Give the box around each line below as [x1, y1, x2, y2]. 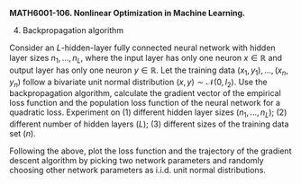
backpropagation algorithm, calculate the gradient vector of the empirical [9, 88, 281, 99]
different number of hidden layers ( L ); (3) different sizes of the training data [9, 118, 289, 129]
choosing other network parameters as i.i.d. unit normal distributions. [9, 165, 266, 176]
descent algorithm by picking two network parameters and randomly [9, 155, 264, 166]
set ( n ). [9, 128, 36, 139]
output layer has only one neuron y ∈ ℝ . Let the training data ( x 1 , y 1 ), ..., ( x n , [9, 65, 288, 77]
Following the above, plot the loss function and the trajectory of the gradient [9, 145, 292, 156]
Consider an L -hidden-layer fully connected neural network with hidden [9, 42, 277, 53]
